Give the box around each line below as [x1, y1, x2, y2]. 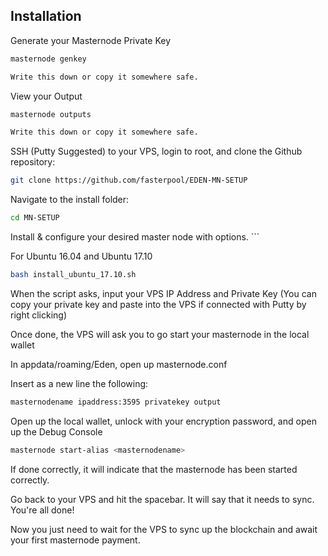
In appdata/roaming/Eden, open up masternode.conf [10, 358, 228, 370]
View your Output [10, 90, 83, 102]
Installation [10, 8, 82, 25]
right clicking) [10, 309, 67, 321]
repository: [10, 156, 56, 168]
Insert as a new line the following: [10, 377, 149, 389]
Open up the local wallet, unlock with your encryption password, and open [10, 415, 317, 427]
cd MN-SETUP [10, 213, 60, 223]
